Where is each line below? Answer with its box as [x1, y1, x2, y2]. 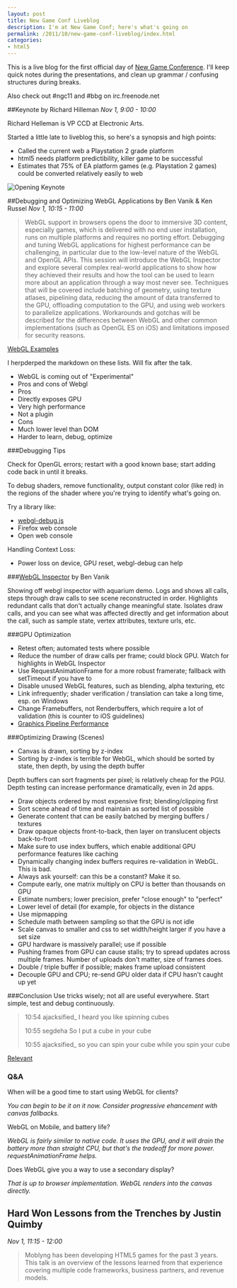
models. [24, 1274, 49, 1282]
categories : [7, 37, 42, 44]
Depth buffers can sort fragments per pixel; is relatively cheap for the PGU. [7, 776, 226, 784]
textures [17, 820, 42, 828]
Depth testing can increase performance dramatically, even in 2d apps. [7, 783, 214, 792]
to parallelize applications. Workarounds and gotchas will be [24, 309, 200, 316]
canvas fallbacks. [7, 1109, 59, 1118]
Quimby [7, 1218, 43, 1231]
